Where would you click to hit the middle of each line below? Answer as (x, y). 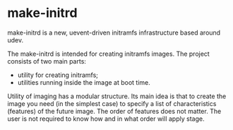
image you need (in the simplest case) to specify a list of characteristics (112, 103)
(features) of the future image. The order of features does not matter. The (114, 111)
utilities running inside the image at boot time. (84, 82)
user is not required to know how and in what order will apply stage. (106, 119)
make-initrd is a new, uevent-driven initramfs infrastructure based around (114, 32)
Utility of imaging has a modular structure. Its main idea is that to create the (117, 96)
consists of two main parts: (47, 61)
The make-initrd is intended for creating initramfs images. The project (108, 54)
